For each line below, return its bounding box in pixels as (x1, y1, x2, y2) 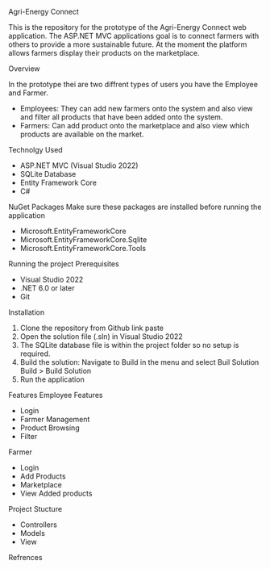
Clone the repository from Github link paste (19, 323, 164, 333)
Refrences (8, 553, 43, 562)
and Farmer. (8, 88, 48, 98)
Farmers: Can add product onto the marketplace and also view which (19, 121, 250, 130)
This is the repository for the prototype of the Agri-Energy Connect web (8, 23, 247, 31)
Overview (8, 64, 40, 73)
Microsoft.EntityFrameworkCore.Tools (19, 244, 147, 253)
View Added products (19, 488, 93, 498)
